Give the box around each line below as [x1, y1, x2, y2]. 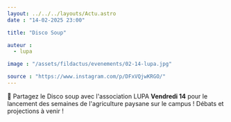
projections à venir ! [7, 107, 64, 115]
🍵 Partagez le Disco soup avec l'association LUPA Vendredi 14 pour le [7, 91, 208, 101]
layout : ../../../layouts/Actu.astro [7, 10, 117, 17]
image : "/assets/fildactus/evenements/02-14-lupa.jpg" [7, 60, 172, 68]
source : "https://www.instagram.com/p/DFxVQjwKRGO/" [7, 73, 166, 80]
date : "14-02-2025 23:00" [7, 17, 85, 24]
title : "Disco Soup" [7, 29, 67, 36]
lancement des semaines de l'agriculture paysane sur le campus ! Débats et [7, 99, 224, 107]
